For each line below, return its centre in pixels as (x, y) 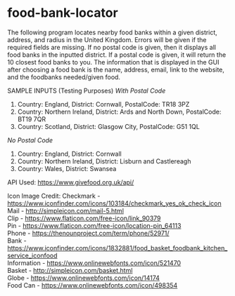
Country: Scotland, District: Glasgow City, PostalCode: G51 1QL (109, 126)
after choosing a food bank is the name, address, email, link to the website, (116, 69)
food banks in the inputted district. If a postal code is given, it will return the (117, 55)
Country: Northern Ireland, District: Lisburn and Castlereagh (104, 161)
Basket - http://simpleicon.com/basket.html (70, 270)
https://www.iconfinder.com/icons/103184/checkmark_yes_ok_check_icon (114, 203)
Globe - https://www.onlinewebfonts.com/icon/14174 (84, 278)
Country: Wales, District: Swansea (67, 168)
